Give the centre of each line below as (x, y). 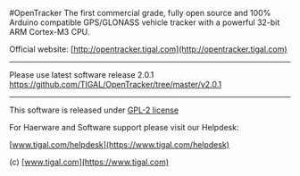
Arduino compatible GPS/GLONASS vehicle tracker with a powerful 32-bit (145, 22)
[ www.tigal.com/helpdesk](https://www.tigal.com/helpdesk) (120, 145)
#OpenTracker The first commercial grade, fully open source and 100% (140, 13)
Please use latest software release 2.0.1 (82, 75)
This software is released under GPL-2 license (94, 110)
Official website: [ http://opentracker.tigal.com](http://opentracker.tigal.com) (148, 49)
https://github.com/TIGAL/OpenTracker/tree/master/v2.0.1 (116, 84)
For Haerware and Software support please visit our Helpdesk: (124, 127)
